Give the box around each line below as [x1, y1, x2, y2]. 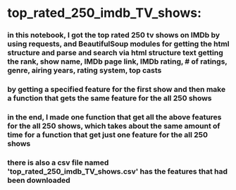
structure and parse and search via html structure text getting [7, 48, 223, 58]
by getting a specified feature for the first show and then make [7, 85, 226, 95]
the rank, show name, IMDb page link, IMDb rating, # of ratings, [7, 57, 228, 66]
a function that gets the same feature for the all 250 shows [7, 93, 213, 103]
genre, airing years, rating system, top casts [7, 66, 162, 76]
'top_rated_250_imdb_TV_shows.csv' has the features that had [7, 166, 228, 176]
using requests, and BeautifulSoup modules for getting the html [7, 39, 230, 49]
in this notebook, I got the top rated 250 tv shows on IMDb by [7, 30, 221, 40]
